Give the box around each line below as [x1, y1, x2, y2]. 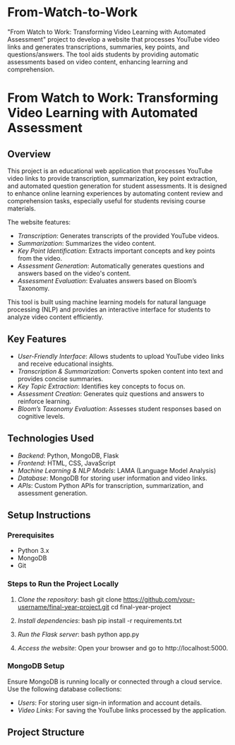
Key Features [7, 333, 67, 345]
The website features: [7, 217, 71, 226]
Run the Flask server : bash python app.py [17, 630, 140, 638]
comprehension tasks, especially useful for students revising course [7, 196, 206, 205]
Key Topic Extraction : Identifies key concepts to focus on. [17, 382, 186, 391]
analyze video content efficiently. [7, 312, 104, 321]
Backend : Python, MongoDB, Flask [17, 451, 119, 460]
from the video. [17, 254, 62, 262]
